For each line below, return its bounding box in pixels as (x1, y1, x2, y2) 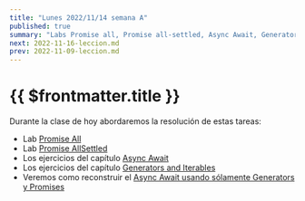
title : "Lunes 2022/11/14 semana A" (9, 13, 148, 23)
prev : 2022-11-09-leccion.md (9, 47, 120, 56)
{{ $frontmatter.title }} (9, 86, 181, 107)
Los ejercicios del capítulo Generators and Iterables (22, 162, 216, 173)
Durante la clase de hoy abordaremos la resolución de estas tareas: (9, 116, 261, 127)
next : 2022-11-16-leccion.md (9, 38, 120, 48)
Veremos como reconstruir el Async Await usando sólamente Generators (22, 172, 295, 183)
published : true (9, 22, 71, 31)
